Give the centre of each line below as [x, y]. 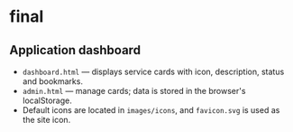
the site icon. [46, 120]
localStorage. [47, 100]
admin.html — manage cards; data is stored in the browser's [134, 91]
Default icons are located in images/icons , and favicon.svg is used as [151, 110]
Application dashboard [75, 50]
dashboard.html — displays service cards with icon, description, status [153, 71]
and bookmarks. [53, 81]
